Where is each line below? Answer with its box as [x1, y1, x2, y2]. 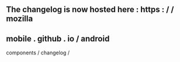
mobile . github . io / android [6, 33, 110, 43]
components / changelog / [6, 49, 70, 56]
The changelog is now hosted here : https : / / [6, 5, 174, 15]
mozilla [6, 14, 33, 24]
